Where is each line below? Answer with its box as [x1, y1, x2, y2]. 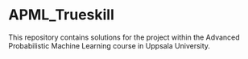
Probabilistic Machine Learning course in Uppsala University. [8, 40, 211, 50]
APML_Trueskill [8, 6, 115, 24]
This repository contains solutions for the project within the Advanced [8, 32, 240, 42]
